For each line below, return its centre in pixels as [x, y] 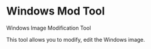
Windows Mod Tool [56, 11]
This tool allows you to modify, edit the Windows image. [76, 39]
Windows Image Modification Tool [49, 28]
